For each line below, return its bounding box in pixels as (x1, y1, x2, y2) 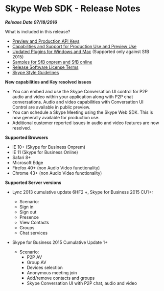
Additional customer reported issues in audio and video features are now (12, 120, 159, 126)
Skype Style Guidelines (12, 69, 59, 75)
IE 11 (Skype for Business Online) (12, 149, 78, 155)
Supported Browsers (5, 134, 48, 140)
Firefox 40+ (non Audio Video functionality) (12, 165, 100, 171)
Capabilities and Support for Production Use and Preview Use (12, 43, 137, 49)
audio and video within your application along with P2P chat (12, 94, 133, 100)
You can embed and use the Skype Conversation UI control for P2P (12, 88, 148, 94)
